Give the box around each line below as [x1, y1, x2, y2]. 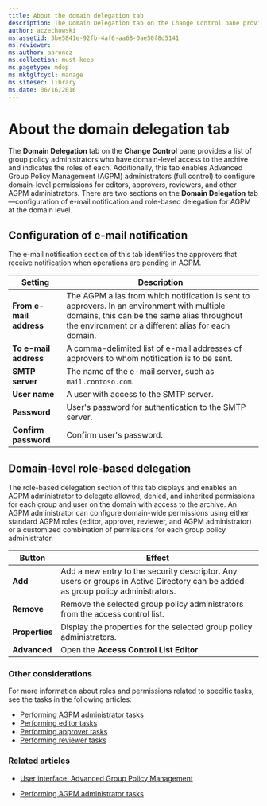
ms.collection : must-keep [8, 56, 94, 64]
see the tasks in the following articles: [8, 695, 133, 704]
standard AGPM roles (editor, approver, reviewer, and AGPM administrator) [8, 516, 252, 526]
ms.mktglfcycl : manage [8, 71, 83, 79]
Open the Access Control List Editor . [60, 644, 201, 655]
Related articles [8, 755, 70, 766]
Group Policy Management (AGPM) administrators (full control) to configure [8, 172, 256, 181]
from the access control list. [60, 608, 164, 619]
